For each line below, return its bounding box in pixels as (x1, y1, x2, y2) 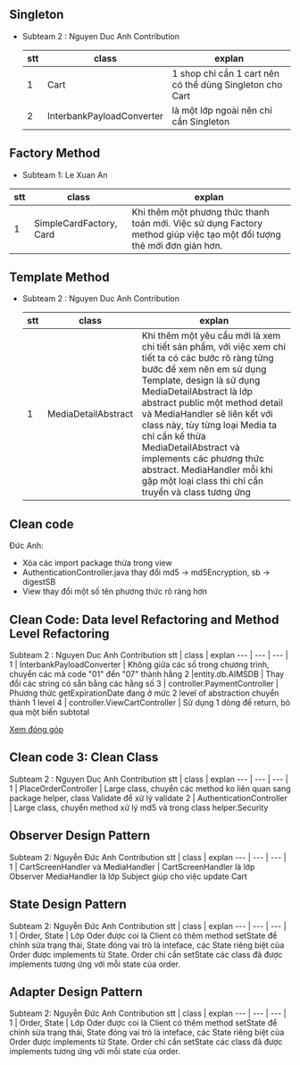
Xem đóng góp (9, 724, 64, 735)
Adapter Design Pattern (9, 984, 143, 1000)
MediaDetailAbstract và (141, 442, 241, 454)
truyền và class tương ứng (141, 486, 252, 499)
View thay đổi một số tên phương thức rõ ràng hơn (21, 586, 208, 597)
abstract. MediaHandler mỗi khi (141, 464, 273, 477)
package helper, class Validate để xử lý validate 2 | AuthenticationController (9, 792, 287, 803)
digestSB (21, 577, 56, 587)
